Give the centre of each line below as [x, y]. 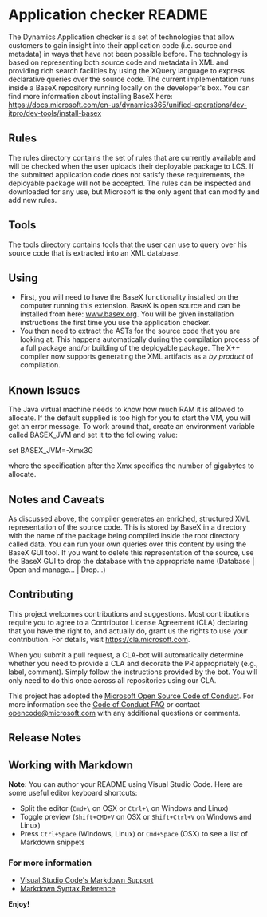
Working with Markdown [71, 765]
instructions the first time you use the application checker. [115, 323]
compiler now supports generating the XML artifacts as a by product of [136, 356]
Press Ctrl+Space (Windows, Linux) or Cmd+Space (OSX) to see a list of [134, 834]
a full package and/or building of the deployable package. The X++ [130, 348]
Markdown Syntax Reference [67, 889]
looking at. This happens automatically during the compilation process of [139, 339]
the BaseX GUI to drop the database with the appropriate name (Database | [132, 561]
